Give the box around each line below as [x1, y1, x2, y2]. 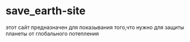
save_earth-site [5, 4, 86, 18]
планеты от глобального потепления [5, 30, 99, 37]
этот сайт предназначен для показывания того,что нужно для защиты [5, 24, 185, 31]
